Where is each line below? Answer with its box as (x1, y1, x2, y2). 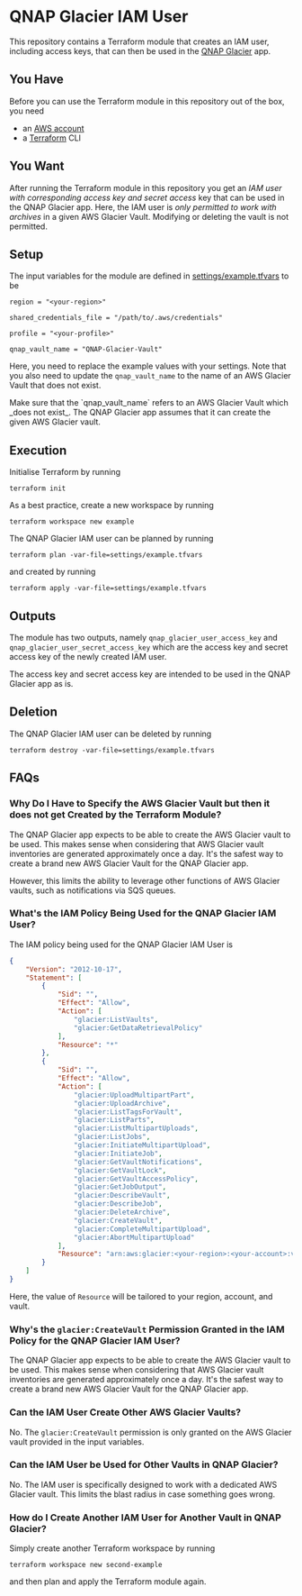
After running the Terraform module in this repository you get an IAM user (9, 182, 282, 193)
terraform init (9, 484, 67, 493)
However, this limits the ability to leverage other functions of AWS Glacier (9, 875, 280, 886)
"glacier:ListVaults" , (73, 1015, 159, 1024)
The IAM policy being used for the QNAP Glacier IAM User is (9, 939, 234, 950)
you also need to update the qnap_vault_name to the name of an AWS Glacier (9, 370, 292, 381)
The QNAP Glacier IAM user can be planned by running (9, 534, 214, 544)
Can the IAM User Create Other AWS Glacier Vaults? (9, 1406, 241, 1418)
